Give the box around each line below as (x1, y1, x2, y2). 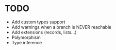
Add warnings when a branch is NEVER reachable (11, 24, 112, 30)
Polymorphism (11, 34, 41, 40)
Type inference (11, 39, 42, 45)
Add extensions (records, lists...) (11, 29, 77, 35)
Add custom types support (11, 19, 66, 25)
